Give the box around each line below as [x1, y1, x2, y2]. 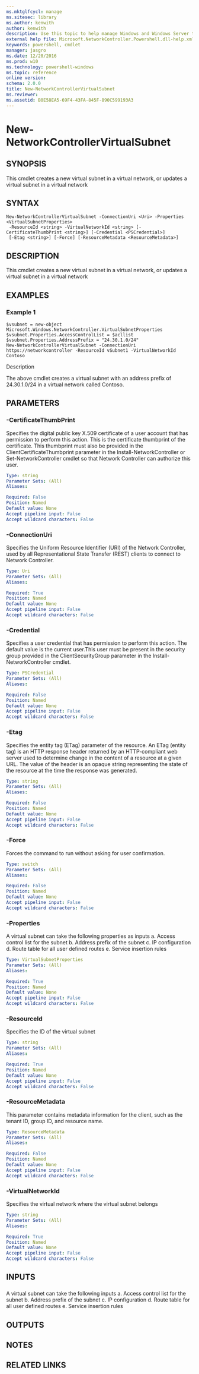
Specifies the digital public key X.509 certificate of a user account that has [6, 429, 188, 437]
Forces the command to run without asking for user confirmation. [6, 849, 165, 856]
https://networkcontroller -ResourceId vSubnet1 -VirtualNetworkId [6, 347, 176, 354]
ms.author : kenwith [6, 20, 54, 26]
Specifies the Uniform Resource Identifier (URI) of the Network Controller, [6, 544, 186, 551]
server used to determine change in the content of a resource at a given [6, 754, 182, 761]
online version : [6, 75, 46, 81]
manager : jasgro [6, 48, 46, 53]
